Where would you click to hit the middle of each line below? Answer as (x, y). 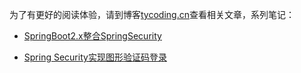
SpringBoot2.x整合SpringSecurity (92, 36)
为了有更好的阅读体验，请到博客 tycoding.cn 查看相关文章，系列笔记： (152, 14)
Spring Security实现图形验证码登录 (95, 57)
